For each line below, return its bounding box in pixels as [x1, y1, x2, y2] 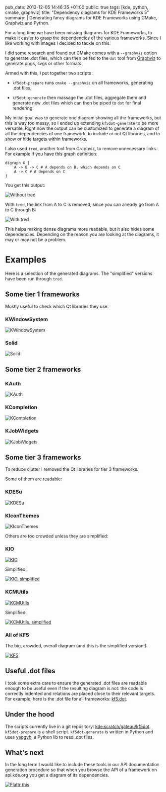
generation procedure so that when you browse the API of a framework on [5, 767, 157, 773]
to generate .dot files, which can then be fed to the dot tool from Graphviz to [5, 55, 161, 61]
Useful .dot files [5, 667, 55, 675]
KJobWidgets [5, 428, 39, 435]
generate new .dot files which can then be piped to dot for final [12, 100, 141, 106]
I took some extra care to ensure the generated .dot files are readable [5, 680, 147, 686]
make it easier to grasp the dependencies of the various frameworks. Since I [5, 35, 161, 41]
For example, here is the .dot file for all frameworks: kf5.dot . [5, 696, 127, 702]
